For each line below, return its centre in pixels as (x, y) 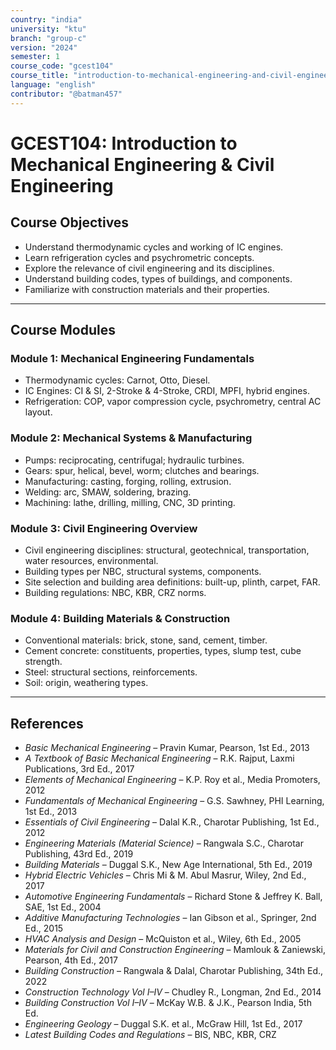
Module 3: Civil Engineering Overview (104, 528)
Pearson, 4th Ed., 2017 (71, 960)
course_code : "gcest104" (62, 66)
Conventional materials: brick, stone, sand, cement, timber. (146, 640)
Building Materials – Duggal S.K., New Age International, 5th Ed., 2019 (168, 865)
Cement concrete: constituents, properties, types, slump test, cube (163, 651)
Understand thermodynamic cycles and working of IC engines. (154, 247)
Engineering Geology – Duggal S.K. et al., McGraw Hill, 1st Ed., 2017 (163, 1024)
